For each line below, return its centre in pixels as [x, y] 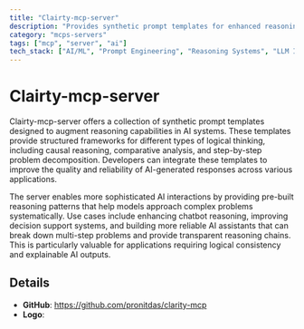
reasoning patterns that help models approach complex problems [131, 207]
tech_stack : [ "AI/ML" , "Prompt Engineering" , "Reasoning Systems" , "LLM [149, 52]
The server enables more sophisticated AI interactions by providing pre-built [152, 197]
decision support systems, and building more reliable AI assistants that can [149, 226]
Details [29, 283]
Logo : [33, 314]
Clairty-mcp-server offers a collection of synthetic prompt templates [137, 121]
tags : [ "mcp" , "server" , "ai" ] [68, 43]
